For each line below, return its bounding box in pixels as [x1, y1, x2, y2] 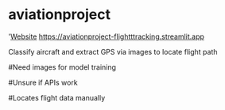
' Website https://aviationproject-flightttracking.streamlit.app [8, 32, 205, 41]
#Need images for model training [8, 62, 117, 72]
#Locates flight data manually [8, 93, 106, 102]
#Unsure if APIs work [8, 78, 78, 87]
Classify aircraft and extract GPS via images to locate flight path [8, 47, 218, 56]
